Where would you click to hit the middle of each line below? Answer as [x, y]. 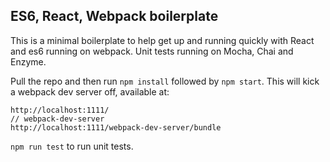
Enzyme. [28, 61]
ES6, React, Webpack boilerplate [114, 16]
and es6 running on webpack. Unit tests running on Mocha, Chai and [152, 51]
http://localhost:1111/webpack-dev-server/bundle [116, 127]
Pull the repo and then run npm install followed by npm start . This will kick [165, 81]
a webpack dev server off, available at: [90, 91]
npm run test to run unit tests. [72, 146]
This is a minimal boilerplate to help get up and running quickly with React [162, 40]
